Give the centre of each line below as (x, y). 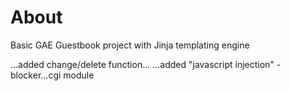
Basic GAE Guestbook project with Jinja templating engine (130, 45)
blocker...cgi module (52, 75)
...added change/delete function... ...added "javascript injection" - (146, 64)
